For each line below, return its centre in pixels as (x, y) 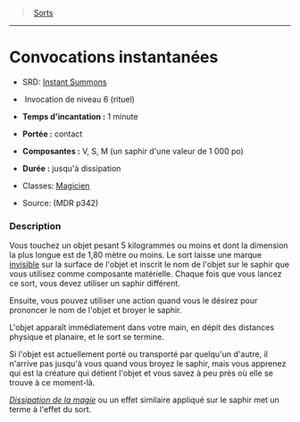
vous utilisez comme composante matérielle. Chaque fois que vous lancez (146, 274)
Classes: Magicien (56, 186)
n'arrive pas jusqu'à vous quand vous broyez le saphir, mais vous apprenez (148, 364)
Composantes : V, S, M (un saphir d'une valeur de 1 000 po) (133, 151)
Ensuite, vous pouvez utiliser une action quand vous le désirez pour (133, 301)
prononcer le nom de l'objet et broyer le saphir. (96, 310)
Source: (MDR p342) (60, 203)
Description (35, 226)
